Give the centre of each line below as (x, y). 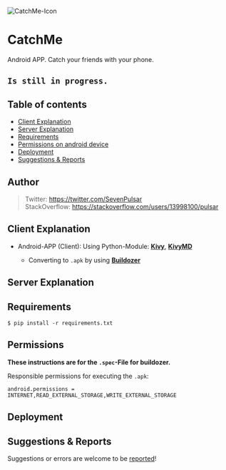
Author (23, 182)
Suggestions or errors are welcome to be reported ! (82, 458)
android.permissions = (41, 389)
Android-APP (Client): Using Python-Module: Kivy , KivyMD (105, 246)
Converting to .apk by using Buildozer (84, 260)
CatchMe (35, 40)
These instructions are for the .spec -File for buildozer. (89, 362)
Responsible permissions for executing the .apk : (78, 376)
